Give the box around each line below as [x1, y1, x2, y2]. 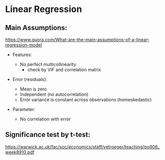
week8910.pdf [5, 149, 35, 155]
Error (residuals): [12, 76, 47, 82]
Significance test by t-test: [5, 130, 90, 139]
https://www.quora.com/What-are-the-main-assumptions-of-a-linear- [5, 36, 150, 42]
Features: [12, 51, 32, 57]
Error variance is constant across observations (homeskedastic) [19, 96, 152, 102]
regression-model [5, 42, 42, 48]
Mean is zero [19, 86, 47, 92]
